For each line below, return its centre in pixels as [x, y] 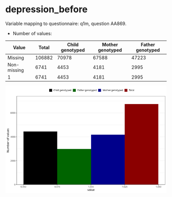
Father [148, 45]
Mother [110, 45]
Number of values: [32, 33]
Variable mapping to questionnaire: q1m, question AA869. [66, 23]
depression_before [47, 9]
